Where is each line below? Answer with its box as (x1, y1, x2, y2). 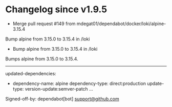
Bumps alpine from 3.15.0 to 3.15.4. (5, 55, 78, 62)
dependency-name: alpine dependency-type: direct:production (12, 80, 146, 87)
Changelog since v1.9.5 (5, 4, 107, 15)
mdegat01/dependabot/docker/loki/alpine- (76, 20, 166, 27)
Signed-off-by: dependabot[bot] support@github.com (5, 96, 119, 102)
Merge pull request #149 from (12, 20, 76, 27)
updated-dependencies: (5, 70, 56, 76)
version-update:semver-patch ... (25, 85, 93, 92)
